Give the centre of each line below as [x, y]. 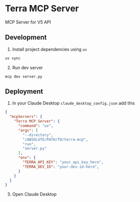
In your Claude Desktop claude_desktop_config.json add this [73, 103]
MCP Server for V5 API [28, 22]
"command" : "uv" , [36, 126]
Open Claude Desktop [34, 194]
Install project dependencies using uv [50, 49]
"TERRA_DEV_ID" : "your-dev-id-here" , [61, 167]
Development [26, 37]
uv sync [13, 58]
